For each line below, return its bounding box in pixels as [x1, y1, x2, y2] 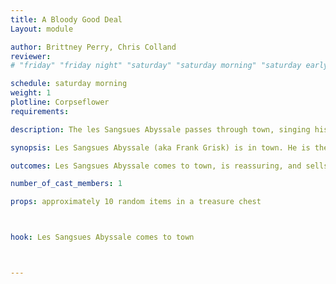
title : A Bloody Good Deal [10, 14, 123, 25]
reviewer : [10, 51, 52, 61]
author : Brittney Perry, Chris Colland [10, 42, 177, 52]
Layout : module [10, 24, 74, 34]
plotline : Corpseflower [10, 97, 110, 107]
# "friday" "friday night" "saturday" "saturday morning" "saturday [10, 61, 302, 71]
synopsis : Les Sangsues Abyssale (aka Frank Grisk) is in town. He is [10, 142, 311, 153]
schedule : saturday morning [10, 79, 128, 89]
